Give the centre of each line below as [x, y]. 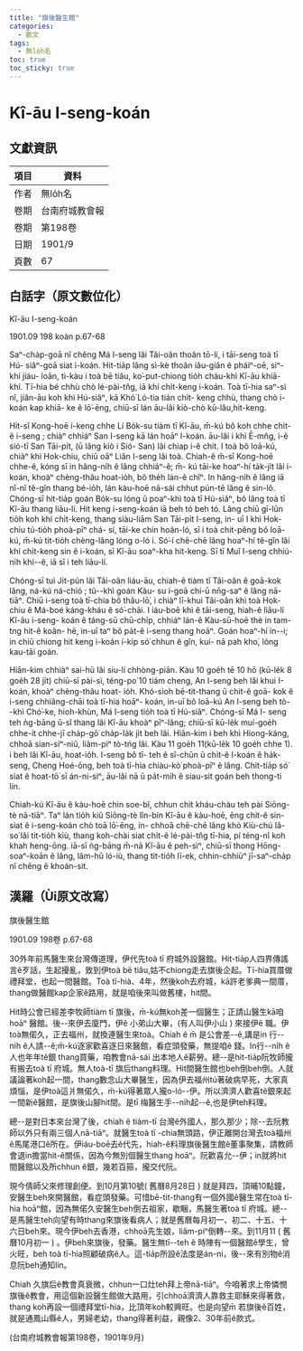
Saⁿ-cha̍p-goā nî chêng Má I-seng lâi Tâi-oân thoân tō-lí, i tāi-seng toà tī [144, 354]
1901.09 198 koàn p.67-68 [57, 336]
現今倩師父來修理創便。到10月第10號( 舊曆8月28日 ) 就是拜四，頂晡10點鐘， [150, 1186]
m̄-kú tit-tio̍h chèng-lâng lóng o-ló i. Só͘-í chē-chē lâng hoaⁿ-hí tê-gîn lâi [156, 540]
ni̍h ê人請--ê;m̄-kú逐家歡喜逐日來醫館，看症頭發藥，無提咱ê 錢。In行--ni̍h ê [150, 1045]
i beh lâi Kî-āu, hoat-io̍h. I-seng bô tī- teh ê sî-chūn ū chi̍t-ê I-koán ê [136, 754]
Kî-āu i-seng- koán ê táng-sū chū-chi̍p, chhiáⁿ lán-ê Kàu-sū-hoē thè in [141, 619]
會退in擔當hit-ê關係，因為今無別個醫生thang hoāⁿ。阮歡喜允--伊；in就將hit [148, 1155]
